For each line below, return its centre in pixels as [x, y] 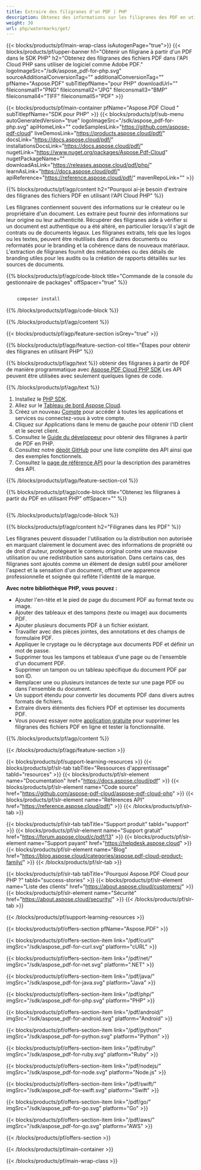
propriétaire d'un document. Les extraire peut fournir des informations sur [97, 214]
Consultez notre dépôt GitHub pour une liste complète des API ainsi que [103, 450]
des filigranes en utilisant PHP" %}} [50, 351]
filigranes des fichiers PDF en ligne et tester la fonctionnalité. [90, 727]
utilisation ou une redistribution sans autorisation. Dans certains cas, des [96, 557]
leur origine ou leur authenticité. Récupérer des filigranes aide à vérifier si [97, 220]
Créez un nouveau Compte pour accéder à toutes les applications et [99, 412]
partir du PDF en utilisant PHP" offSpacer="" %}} [67, 498]
